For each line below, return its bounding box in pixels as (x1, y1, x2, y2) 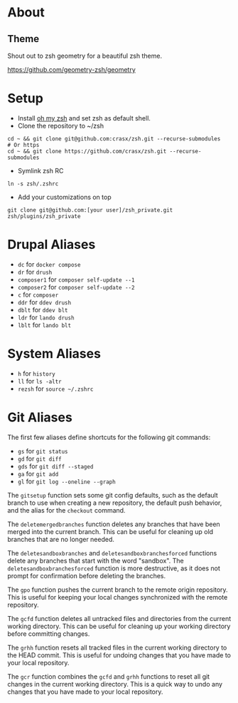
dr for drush (17, 267, 53, 276)
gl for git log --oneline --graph (17, 477, 116, 486)
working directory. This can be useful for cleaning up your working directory (7, 622, 231, 630)
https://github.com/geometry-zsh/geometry (7, 66, 136, 73)
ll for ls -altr (17, 376, 62, 385)
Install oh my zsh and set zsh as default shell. (17, 113, 151, 122)
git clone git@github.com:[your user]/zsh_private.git (7, 206, 173, 214)
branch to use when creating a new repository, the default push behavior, (7, 498, 222, 507)
